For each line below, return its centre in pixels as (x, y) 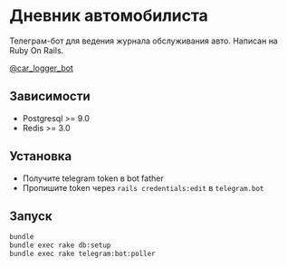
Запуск (31, 216)
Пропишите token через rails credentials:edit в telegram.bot (143, 187)
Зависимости (50, 96)
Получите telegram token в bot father (93, 178)
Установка (41, 156)
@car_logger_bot (42, 68)
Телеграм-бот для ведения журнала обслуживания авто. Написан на (143, 41)
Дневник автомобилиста (109, 16)
